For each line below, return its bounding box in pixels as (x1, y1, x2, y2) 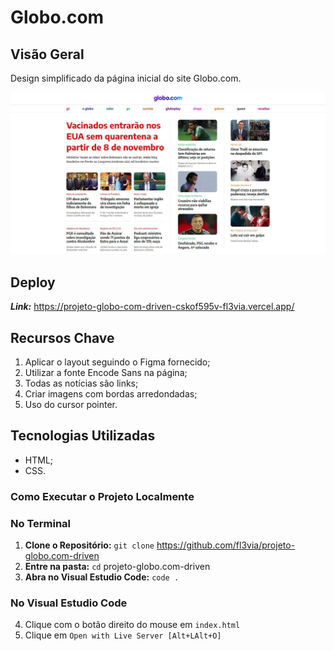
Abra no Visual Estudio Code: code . (24, 571, 180, 583)
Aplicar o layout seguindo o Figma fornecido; (24, 356, 211, 368)
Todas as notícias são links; (24, 377, 139, 389)
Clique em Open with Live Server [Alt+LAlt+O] (24, 629, 222, 641)
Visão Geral (10, 46, 85, 63)
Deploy (10, 274, 56, 291)
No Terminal (10, 516, 72, 530)
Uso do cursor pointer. (24, 399, 118, 410)
